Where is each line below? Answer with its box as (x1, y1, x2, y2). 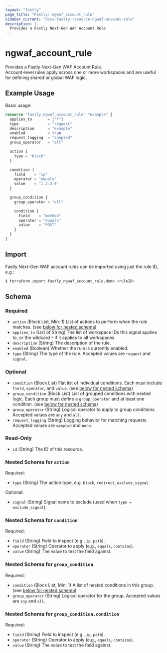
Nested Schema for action (5, 458, 70, 465)
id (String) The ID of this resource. (12, 446, 84, 452)
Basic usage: (5, 102, 32, 108)
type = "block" (14, 153, 46, 158)
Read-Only (5, 434, 32, 441)
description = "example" (9, 126, 72, 131)
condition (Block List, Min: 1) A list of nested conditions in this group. (12, 582, 155, 588)
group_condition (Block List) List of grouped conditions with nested (12, 390, 151, 396)
